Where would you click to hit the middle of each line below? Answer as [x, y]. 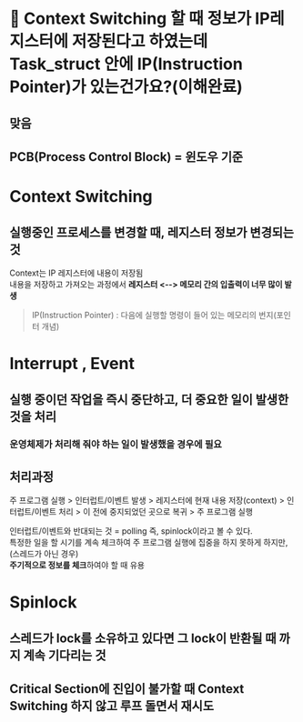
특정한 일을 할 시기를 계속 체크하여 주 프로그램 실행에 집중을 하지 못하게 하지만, [149, 543]
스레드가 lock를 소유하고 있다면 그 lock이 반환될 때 [143, 638]
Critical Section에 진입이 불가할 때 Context [127, 689]
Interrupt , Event [72, 364]
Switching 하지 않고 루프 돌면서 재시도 [111, 706]
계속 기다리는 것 [65, 655]
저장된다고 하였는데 [140, 41]
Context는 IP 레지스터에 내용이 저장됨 [76, 273]
